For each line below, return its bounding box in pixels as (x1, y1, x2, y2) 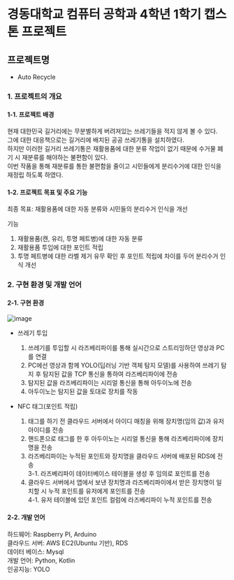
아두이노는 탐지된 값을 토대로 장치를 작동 (27, 387, 138, 396)
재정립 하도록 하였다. (7, 171, 64, 179)
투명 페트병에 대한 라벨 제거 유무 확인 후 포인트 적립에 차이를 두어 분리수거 (17, 252, 219, 261)
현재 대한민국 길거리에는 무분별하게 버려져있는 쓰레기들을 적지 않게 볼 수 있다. (7, 127, 218, 136)
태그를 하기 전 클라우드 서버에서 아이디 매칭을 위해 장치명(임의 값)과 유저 (27, 417, 225, 426)
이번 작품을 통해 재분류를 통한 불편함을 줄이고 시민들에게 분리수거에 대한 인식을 (7, 162, 222, 171)
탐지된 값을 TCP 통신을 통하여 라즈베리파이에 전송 (43, 370, 178, 378)
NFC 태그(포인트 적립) (17, 403, 78, 411)
